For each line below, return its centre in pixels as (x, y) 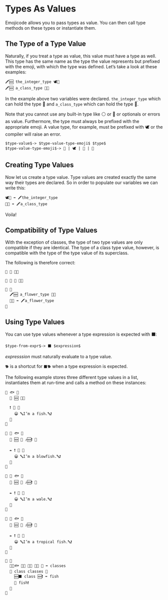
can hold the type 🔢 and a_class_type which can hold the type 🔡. (72, 104)
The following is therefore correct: (40, 263)
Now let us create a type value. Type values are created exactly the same (81, 177)
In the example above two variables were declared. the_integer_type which (83, 98)
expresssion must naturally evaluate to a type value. (59, 357)
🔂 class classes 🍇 (29, 572)
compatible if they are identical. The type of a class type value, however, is (82, 248)
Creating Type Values (39, 165)
